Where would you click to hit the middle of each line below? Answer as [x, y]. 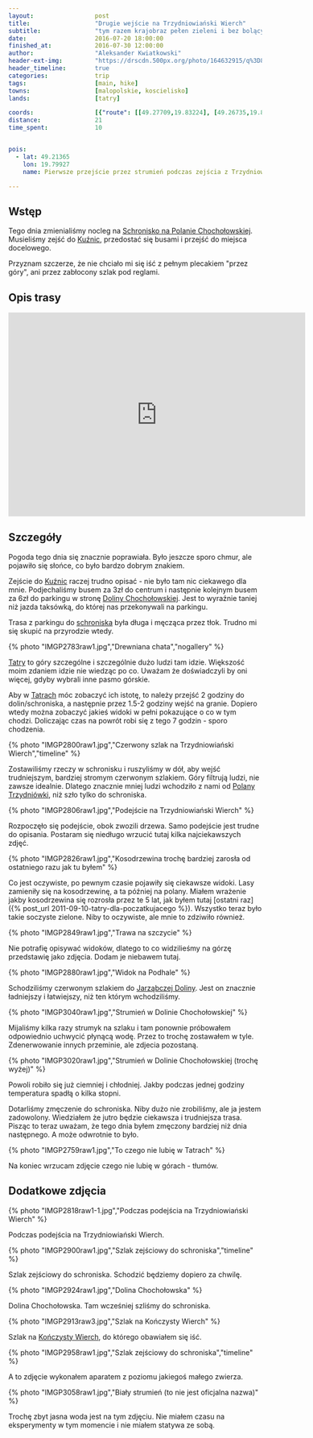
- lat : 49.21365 [43, 157]
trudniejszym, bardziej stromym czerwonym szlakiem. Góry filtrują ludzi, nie [134, 777]
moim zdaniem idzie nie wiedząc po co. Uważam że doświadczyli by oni [128, 670]
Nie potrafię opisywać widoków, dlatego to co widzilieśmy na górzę [120, 948]
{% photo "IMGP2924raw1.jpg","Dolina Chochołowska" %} [105, 1290]
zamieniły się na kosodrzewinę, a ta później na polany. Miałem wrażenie [128, 891]
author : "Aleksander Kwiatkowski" [95, 53]
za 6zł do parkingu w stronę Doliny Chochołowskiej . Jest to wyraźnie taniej [133, 598]
